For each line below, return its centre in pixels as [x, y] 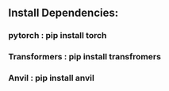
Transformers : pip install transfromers [84, 57]
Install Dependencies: [63, 13]
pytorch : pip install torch [58, 36]
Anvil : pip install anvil [52, 78]
